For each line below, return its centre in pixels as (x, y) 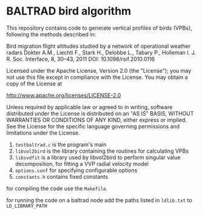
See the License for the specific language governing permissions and (93, 126)
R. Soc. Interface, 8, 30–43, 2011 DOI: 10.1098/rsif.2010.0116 (81, 59)
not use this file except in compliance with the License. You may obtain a (97, 77)
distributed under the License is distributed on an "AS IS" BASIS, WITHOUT (100, 113)
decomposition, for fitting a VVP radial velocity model (82, 164)
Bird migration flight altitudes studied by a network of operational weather (99, 46)
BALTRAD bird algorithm (69, 11)
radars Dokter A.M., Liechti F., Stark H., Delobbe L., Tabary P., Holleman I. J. (101, 52)
